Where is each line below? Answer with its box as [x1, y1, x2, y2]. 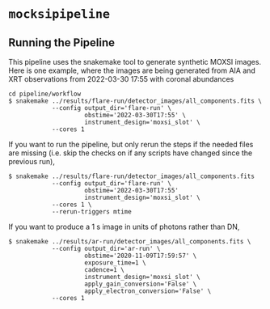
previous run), [8, 157, 55, 166]
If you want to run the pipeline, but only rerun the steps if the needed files [8, 140, 254, 149]
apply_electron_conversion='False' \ [84, 287, 212, 295]
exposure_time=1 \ [84, 259, 147, 267]
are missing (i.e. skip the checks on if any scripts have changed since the [8, 148, 253, 158]
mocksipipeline [8, 6, 111, 22]
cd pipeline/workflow [8, 90, 82, 98]
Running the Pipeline [8, 36, 116, 49]
